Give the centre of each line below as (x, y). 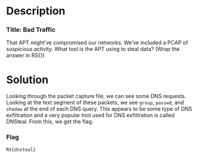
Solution (27, 80)
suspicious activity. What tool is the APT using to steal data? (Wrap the (93, 49)
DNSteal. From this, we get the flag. (50, 121)
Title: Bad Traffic (31, 30)
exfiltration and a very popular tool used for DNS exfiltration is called (90, 116)
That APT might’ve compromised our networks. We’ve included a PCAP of (97, 42)
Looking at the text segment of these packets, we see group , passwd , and (95, 102)
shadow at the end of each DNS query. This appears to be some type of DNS (99, 109)
